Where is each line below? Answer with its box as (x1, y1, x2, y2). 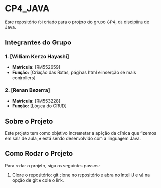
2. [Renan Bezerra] (5, 86, 50, 93)
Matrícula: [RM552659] (12, 64, 60, 70)
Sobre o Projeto (5, 117, 53, 125)
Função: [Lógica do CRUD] (12, 103, 67, 109)
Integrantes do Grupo (5, 39, 72, 47)
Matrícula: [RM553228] (12, 98, 60, 104)
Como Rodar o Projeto (5, 149, 73, 158)
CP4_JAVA (5, 3, 50, 14)
